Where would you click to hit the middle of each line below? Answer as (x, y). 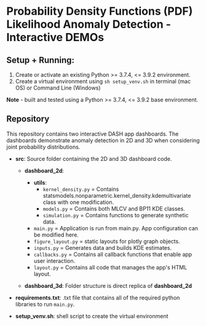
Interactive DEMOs (55, 37)
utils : (40, 182)
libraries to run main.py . (45, 304)
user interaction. (54, 261)
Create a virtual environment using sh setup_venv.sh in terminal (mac (103, 81)
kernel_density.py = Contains (81, 189)
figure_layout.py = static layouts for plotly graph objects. (107, 241)
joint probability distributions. (43, 147)
